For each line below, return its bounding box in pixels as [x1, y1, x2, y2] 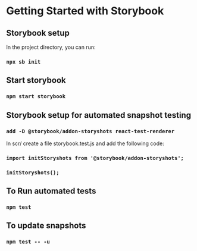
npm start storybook [6, 93, 66, 100]
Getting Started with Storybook [6, 4, 164, 18]
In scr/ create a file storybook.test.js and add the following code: [6, 140, 165, 147]
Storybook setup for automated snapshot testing [6, 110, 192, 120]
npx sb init [6, 58, 41, 65]
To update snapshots [6, 221, 86, 231]
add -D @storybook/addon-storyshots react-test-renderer [6, 128, 175, 134]
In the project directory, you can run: [6, 43, 96, 51]
